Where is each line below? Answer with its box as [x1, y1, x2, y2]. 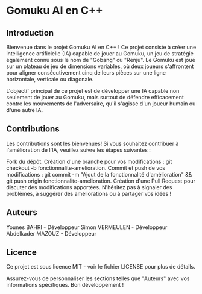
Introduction [6, 28, 54, 38]
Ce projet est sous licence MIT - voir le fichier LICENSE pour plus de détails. [6, 263, 195, 271]
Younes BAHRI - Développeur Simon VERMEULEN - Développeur [6, 224, 168, 231]
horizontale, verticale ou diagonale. [6, 76, 94, 83]
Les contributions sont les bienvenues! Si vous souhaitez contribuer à [6, 140, 179, 147]
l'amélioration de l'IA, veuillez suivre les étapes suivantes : [6, 146, 151, 154]
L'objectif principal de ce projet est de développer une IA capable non [6, 87, 180, 94]
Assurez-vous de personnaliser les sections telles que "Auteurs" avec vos [6, 275, 190, 282]
